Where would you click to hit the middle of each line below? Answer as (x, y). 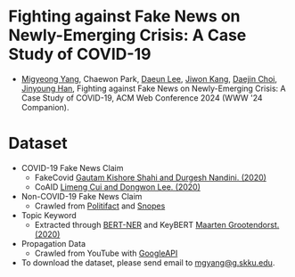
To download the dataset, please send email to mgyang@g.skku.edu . (148, 262)
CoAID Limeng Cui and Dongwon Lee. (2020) (118, 187)
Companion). (45, 107)
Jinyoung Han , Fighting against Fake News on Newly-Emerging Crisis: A (153, 88)
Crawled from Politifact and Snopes (100, 206)
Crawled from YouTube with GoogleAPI (106, 253)
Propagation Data (53, 243)
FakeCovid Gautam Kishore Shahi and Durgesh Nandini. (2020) (150, 177)
